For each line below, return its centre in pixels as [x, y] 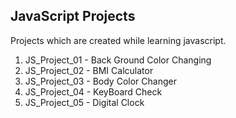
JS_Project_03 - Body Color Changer [100, 81]
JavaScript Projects [73, 16]
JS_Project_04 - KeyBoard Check [93, 91]
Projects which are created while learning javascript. [118, 40]
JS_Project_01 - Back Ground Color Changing [118, 60]
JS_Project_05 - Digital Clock [84, 102]
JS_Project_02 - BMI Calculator [89, 70]
